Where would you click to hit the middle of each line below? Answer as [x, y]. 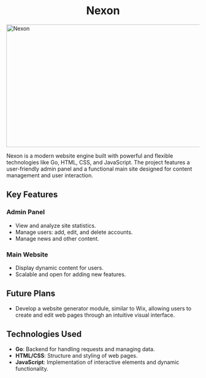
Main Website [27, 254]
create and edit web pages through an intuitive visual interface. [95, 315]
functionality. [32, 368]
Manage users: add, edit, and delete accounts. [74, 232]
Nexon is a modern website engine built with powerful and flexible [90, 156]
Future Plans [31, 294]
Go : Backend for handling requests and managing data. [85, 349]
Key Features [32, 195]
